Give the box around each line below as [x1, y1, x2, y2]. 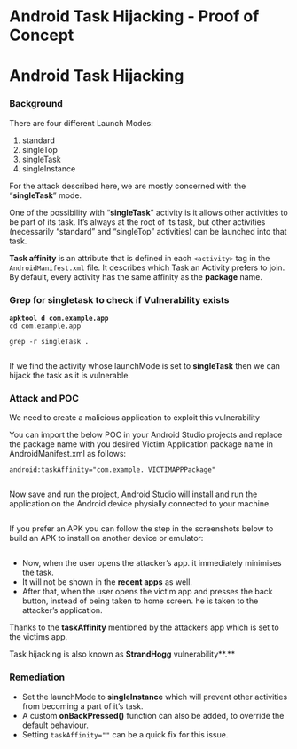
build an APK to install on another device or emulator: [9, 533, 204, 544]
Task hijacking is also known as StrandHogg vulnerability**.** [9, 649, 236, 659]
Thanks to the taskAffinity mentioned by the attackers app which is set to [9, 622, 279, 633]
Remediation [9, 671, 65, 683]
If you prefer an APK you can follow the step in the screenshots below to [9, 523, 274, 534]
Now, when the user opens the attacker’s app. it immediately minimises [21, 558, 282, 569]
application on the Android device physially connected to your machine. [9, 498, 272, 509]
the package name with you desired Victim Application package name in [9, 439, 273, 450]
